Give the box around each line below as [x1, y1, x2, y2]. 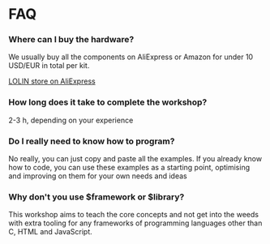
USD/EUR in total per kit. [8, 61, 90, 71]
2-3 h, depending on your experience [8, 115, 134, 125]
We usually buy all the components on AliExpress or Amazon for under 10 [8, 52, 254, 62]
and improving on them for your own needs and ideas [8, 171, 188, 181]
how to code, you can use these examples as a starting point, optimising [8, 163, 250, 173]
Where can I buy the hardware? [8, 34, 135, 45]
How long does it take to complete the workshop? [8, 96, 208, 108]
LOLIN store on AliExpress [8, 76, 96, 86]
